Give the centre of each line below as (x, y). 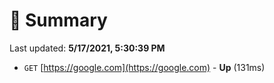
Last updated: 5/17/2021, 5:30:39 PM (87, 48)
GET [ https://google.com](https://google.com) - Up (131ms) (144, 67)
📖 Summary (58, 20)
